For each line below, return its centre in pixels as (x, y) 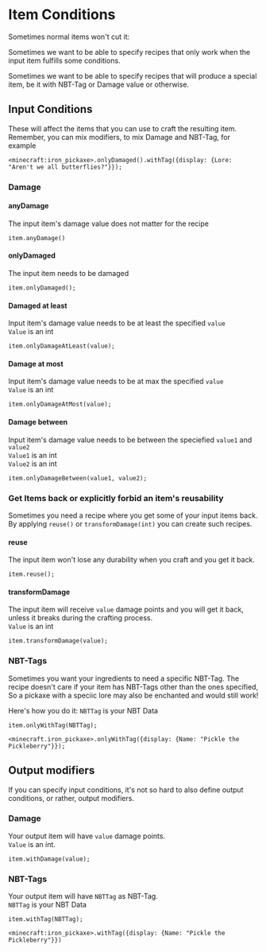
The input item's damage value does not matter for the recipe (108, 223)
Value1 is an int (33, 455)
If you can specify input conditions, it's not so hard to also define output (126, 790)
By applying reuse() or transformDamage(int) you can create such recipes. (130, 523)
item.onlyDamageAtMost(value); (60, 404)
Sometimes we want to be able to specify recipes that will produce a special (133, 76)
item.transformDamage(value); (58, 641)
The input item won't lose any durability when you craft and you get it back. (132, 560)
